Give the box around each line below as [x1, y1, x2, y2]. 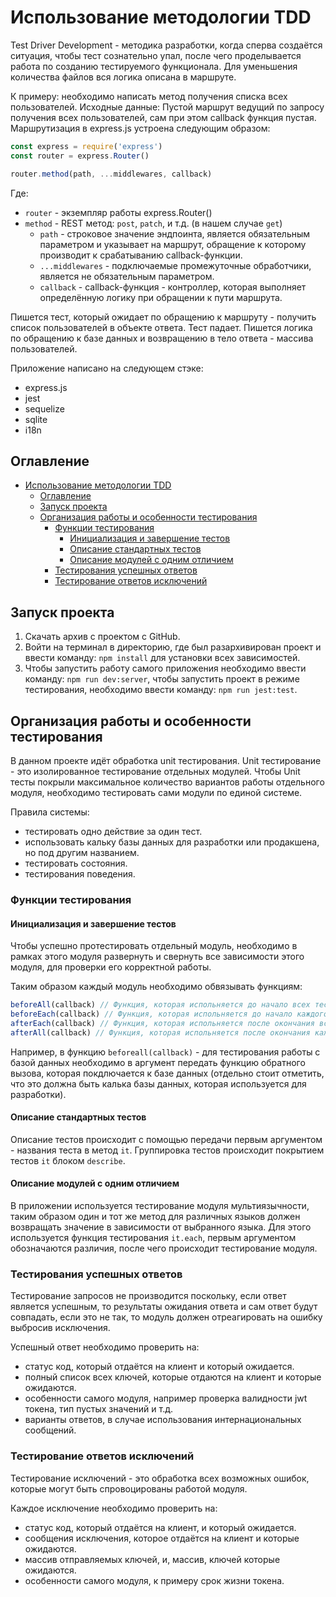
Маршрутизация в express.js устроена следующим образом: [10, 122, 271, 134]
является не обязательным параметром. [39, 270, 215, 282]
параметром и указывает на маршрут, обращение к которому [39, 238, 307, 250]
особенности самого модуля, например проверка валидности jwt [24, 1392, 308, 1405]
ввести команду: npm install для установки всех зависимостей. [24, 652, 301, 664]
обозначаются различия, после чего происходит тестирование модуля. [10, 1242, 318, 1255]
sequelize [24, 402, 65, 415]
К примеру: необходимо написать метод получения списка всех [10, 90, 288, 102]
